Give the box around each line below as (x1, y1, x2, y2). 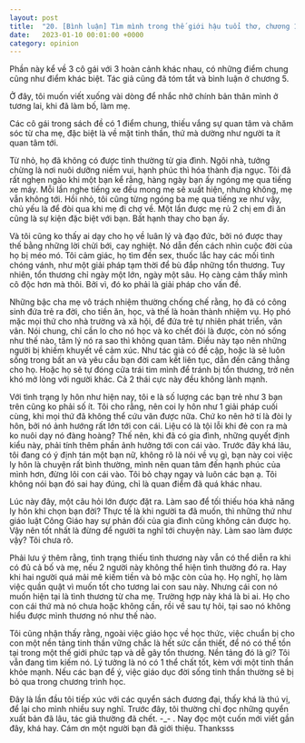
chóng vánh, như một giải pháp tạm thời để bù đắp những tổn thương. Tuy (9, 260, 286, 271)
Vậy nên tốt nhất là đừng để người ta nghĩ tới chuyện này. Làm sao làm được (9, 525, 293, 537)
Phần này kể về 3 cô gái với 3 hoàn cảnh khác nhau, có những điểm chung (9, 64, 289, 75)
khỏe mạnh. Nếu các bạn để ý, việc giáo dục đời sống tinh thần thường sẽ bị (9, 667, 294, 678)
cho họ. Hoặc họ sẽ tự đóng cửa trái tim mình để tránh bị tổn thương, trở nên (9, 365, 295, 376)
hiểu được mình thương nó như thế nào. (9, 610, 157, 621)
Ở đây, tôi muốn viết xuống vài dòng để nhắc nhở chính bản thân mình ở (9, 91, 279, 102)
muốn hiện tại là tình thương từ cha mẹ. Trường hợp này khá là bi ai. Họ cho (9, 591, 290, 602)
